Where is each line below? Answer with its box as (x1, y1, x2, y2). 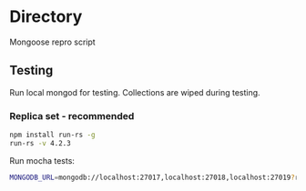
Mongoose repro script (9, 36, 96, 47)
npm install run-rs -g (9, 130, 96, 140)
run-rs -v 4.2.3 (9, 138, 71, 147)
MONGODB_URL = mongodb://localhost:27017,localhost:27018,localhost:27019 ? (9, 173, 296, 182)
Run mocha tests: (9, 155, 76, 166)
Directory (9, 6, 83, 27)
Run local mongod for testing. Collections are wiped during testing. (9, 86, 261, 97)
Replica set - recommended (9, 109, 135, 122)
